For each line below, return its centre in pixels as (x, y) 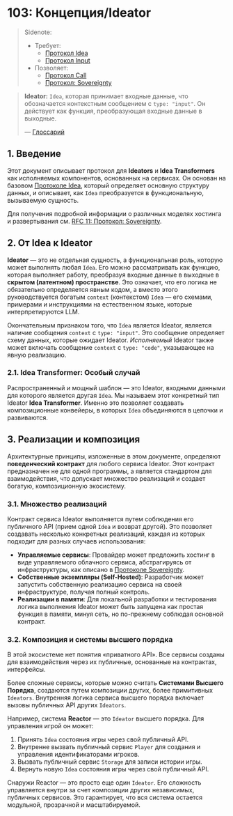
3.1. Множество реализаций (57, 504)
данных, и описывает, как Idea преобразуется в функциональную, (105, 192)
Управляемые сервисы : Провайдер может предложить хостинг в (116, 555)
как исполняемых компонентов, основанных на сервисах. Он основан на (116, 178)
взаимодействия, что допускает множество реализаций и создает (106, 478)
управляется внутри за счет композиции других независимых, (101, 790)
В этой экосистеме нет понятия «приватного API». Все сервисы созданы (116, 655)
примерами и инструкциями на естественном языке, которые (100, 304)
